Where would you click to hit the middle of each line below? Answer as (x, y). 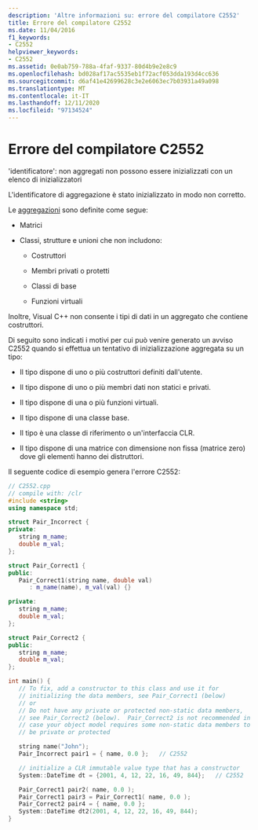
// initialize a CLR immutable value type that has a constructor (129, 768)
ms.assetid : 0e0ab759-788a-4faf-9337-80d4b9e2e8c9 (93, 67)
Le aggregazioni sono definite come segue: (78, 210)
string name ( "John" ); (54, 747)
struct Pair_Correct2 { (47, 637)
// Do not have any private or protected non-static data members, (131, 711)
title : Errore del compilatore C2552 (70, 23)
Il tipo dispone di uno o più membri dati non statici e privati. (115, 387)
